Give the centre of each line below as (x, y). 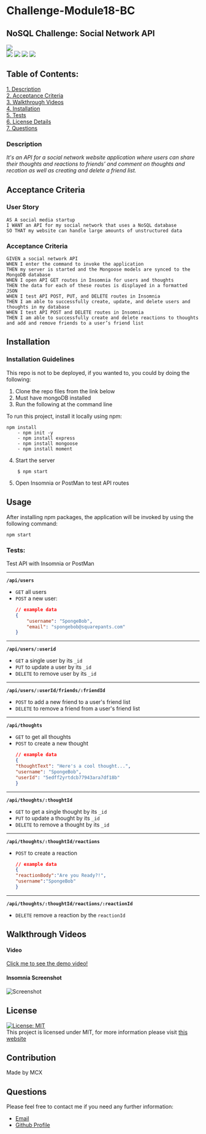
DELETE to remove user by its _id (56, 674)
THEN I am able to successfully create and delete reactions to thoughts (103, 318)
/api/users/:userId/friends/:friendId (56, 691)
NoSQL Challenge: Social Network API (81, 33)
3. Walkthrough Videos (35, 102)
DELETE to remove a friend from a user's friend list (78, 709)
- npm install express (46, 438)
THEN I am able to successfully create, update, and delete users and (98, 302)
